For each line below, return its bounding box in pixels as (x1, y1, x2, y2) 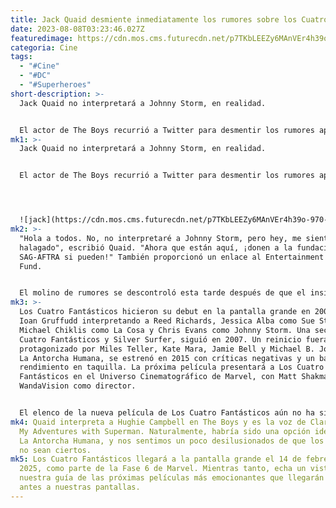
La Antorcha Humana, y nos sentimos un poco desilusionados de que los (19, 436, 325, 446)
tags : (10, 52, 33, 62)
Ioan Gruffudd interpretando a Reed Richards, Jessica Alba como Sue (19, 316, 315, 326)
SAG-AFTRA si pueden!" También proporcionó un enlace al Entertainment (19, 252, 325, 262)
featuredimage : (10, 33, 74, 43)
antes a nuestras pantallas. (19, 482, 141, 492)
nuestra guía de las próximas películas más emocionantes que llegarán (19, 473, 325, 483)
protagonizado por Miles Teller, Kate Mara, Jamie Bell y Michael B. (19, 344, 315, 354)
